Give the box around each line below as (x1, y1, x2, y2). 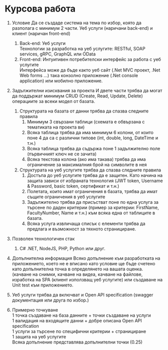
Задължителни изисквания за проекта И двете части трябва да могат (12, 87, 162, 93)
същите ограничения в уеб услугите (27, 194, 106, 200)
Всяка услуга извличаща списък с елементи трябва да (27, 220, 145, 226)
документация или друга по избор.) (12, 297, 89, 303)
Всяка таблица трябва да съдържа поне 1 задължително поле (27, 145, 160, 151)
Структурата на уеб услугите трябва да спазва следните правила (19, 167, 161, 173)
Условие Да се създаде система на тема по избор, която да (12, 20, 142, 26)
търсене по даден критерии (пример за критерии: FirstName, (27, 204, 159, 210)
